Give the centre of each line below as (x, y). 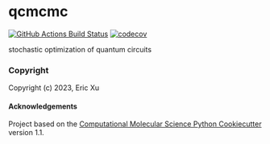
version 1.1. (26, 133)
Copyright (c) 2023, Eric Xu (54, 88)
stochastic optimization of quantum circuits (80, 49)
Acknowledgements (43, 106)
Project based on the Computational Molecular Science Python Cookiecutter (135, 124)
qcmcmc (38, 12)
